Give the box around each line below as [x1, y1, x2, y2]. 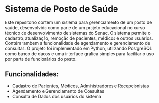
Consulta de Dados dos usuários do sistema [12, 93, 101, 99]
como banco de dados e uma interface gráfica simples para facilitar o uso [5, 50, 154, 57]
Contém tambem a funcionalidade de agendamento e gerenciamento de [5, 40, 150, 46]
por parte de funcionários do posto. [5, 56, 77, 62]
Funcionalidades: [5, 70, 59, 79]
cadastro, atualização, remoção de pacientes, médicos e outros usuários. [5, 35, 153, 41]
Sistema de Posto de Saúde [5, 3, 118, 15]
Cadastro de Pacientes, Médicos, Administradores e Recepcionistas [12, 83, 149, 89]
